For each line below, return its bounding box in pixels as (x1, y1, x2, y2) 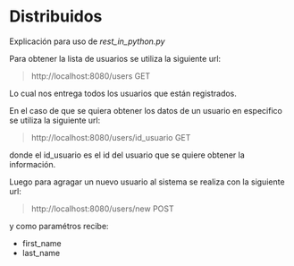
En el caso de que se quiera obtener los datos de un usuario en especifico (9, 105, 283, 116)
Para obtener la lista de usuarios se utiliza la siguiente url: (9, 53, 222, 64)
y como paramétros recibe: (9, 220, 109, 231)
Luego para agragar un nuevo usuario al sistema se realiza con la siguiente (9, 176, 285, 187)
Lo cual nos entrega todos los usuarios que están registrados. (9, 88, 237, 99)
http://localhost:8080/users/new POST (30, 203, 174, 214)
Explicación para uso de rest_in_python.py (9, 36, 165, 47)
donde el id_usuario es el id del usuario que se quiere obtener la (9, 150, 246, 160)
